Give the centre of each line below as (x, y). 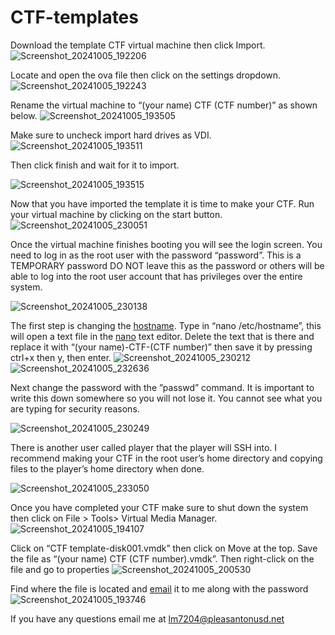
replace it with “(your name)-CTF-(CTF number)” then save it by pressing (161, 347)
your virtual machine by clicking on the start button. (116, 214)
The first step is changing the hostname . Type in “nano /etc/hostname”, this (166, 325)
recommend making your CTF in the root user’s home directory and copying (166, 458)
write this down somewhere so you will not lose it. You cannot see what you (166, 398)
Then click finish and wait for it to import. (95, 165)
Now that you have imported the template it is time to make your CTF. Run (162, 203)
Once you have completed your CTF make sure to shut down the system (159, 507)
